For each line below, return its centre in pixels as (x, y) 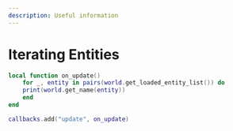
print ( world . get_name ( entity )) (74, 90)
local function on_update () (55, 76)
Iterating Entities (64, 54)
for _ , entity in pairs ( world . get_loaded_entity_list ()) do (124, 83)
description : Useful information (63, 15)
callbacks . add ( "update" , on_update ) (69, 119)
